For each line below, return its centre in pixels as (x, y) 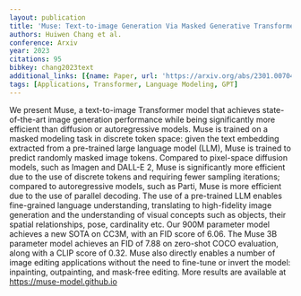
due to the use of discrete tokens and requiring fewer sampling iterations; (145, 177)
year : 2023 (30, 51)
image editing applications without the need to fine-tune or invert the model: (150, 262)
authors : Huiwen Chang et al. (66, 34)
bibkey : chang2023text (52, 68)
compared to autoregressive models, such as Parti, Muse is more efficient (146, 186)
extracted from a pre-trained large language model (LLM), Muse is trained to (150, 148)
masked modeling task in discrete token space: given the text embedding (144, 138)
